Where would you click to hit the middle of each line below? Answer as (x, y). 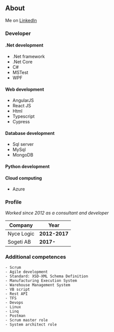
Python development (27, 166)
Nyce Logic (21, 234)
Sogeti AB (19, 242)
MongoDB (23, 155)
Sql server (23, 144)
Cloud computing (24, 178)
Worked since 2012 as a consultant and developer (57, 213)
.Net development (24, 45)
